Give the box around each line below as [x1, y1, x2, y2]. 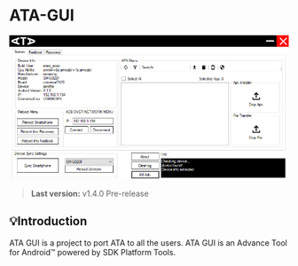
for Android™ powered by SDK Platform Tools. [9, 246, 176, 257]
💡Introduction [9, 214, 88, 229]
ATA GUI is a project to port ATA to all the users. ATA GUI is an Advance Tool [9, 237, 288, 248]
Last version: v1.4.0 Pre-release [30, 188, 149, 199]
